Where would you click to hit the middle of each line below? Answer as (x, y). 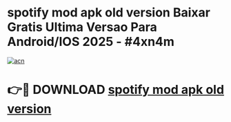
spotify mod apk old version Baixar (109, 13)
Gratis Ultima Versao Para (82, 27)
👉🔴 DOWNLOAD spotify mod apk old (116, 90)
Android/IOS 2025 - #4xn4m (91, 42)
